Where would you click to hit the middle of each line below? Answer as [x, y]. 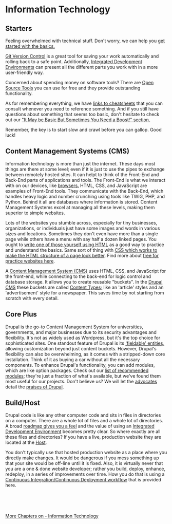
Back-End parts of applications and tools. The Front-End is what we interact [85, 180]
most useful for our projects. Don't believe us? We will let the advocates [81, 381]
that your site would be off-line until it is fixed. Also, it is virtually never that [84, 463]
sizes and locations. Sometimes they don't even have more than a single [82, 233]
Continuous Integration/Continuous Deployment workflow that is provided [83, 480]
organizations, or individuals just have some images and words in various [83, 228]
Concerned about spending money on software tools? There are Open [80, 82]
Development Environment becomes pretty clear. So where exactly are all [83, 432]
